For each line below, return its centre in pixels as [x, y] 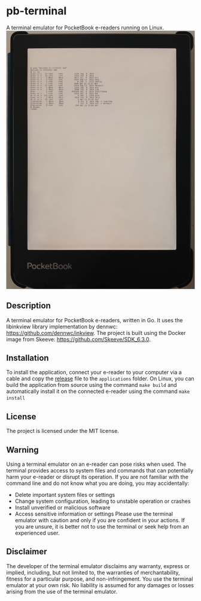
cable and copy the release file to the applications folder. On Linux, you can [100, 379]
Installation [28, 358]
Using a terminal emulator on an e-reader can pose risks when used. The [96, 464]
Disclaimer [27, 552]
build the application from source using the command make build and [92, 385]
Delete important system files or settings [65, 495]
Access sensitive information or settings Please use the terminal [94, 514]
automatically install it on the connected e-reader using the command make [98, 391]
